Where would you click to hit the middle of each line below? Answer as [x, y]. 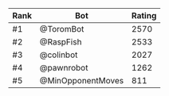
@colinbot [59, 55]
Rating [144, 15]
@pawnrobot [64, 68]
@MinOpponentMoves [82, 81]
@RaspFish [61, 42]
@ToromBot [62, 29]
